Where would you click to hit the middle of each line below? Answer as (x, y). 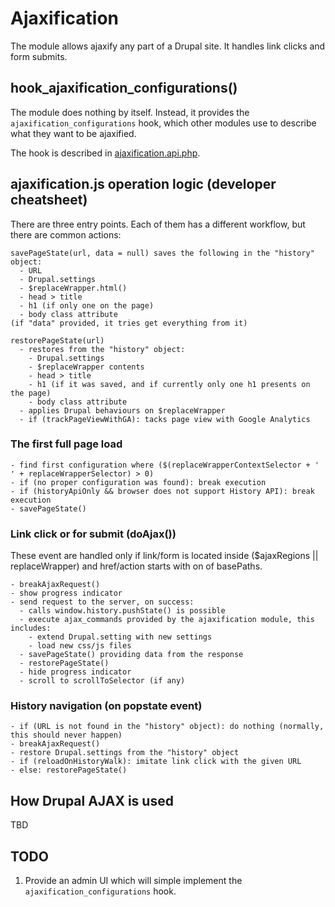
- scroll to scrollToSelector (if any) (102, 681)
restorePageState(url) (57, 340)
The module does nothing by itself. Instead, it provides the (130, 112)
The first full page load (66, 444)
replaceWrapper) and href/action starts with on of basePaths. (136, 566)
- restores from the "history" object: (102, 349)
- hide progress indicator (75, 672)
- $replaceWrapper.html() (73, 288)
